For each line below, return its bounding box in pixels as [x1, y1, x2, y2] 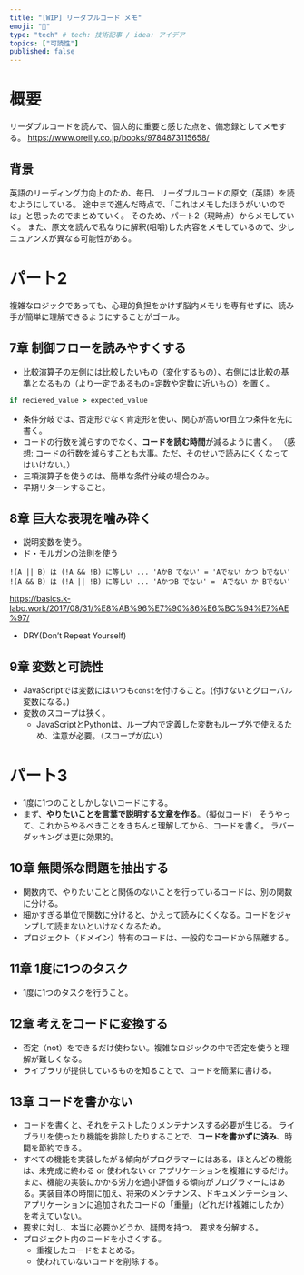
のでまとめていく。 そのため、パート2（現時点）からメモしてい [56, 210, 295, 221]
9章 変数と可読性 [9, 658, 104, 674]
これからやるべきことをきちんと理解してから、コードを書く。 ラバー [38, 820, 295, 831]
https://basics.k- [9, 593, 71, 605]
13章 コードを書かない [9, 1093, 133, 1109]
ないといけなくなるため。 [69, 920, 166, 931]
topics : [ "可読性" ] [9, 38, 79, 48]
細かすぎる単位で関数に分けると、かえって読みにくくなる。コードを [22, 909, 277, 919]
